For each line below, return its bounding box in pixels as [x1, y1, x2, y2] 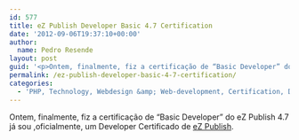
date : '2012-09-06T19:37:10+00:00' [9, 29, 141, 38]
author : [9, 37, 38, 47]
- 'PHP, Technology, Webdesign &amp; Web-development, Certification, [17, 87, 285, 96]
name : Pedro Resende [17, 46, 93, 55]
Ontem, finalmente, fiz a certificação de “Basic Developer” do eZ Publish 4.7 [9, 112, 289, 122]
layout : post [9, 54, 58, 63]
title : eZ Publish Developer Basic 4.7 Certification [9, 21, 214, 30]
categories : [9, 79, 53, 88]
